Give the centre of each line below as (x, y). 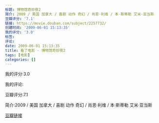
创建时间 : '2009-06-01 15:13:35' (38, 28)
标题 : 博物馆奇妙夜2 (23, 10)
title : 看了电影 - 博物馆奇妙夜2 (35, 50)
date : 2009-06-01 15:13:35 (32, 46)
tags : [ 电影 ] (18, 55)
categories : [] (20, 60)
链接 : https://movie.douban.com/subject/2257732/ (56, 23)
